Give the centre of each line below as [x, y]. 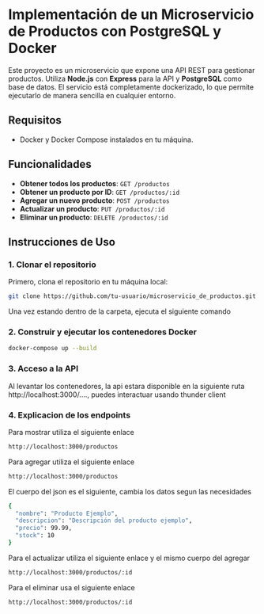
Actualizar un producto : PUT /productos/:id [92, 208]
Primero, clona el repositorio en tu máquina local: [88, 282]
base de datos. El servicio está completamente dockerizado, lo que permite [131, 87]
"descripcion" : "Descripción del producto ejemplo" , [104, 521]
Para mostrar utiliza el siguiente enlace [71, 432]
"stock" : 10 [35, 536]
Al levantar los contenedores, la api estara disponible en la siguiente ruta [126, 386]
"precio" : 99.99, [44, 528]
